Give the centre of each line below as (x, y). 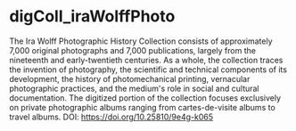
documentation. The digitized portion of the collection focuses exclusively (145, 98)
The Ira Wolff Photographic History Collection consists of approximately (141, 41)
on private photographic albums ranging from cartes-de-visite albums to (143, 107)
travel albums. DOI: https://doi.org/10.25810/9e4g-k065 (111, 117)
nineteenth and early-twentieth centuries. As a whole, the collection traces (146, 60)
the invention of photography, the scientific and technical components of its (148, 70)
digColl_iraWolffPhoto (92, 16)
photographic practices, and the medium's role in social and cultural (135, 88)
